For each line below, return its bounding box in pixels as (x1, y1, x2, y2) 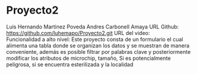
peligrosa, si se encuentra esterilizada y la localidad (6, 60, 134, 68)
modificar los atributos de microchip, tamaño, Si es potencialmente (6, 54, 171, 62)
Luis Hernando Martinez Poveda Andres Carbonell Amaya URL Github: (6, 23, 179, 30)
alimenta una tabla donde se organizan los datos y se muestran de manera (6, 42, 190, 49)
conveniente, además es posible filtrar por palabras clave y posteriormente (6, 48, 191, 55)
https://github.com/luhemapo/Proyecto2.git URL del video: (6, 29, 150, 36)
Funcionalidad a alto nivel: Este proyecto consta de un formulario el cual (6, 36, 183, 43)
